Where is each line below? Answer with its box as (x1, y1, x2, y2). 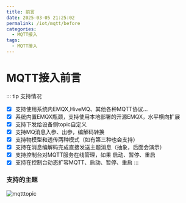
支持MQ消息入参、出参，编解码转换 (15, 129, 105, 135)
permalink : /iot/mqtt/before (6, 20, 80, 26)
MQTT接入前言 (6, 71, 82, 85)
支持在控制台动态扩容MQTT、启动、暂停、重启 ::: (15, 159, 139, 166)
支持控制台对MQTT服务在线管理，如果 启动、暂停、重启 (15, 151, 156, 158)
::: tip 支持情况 (6, 92, 42, 99)
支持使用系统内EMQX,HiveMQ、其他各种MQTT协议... (15, 105, 148, 113)
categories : (6, 26, 37, 32)
